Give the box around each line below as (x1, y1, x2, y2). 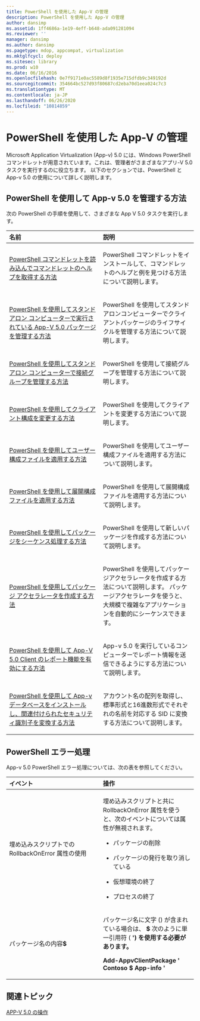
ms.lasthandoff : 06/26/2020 (6, 97, 76, 103)
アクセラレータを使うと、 (114, 592, 186, 600)
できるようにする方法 (109, 660, 168, 668)
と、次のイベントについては (103, 815, 180, 823)
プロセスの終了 (112, 893, 155, 901)
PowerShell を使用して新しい (103, 524, 184, 532)
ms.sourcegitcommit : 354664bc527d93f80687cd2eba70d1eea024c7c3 (6, 81, 167, 87)
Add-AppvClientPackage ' (103, 957, 180, 965)
